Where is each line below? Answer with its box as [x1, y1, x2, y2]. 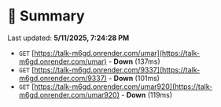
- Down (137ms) [108, 57, 160, 66]
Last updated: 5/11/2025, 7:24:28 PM [7, 33, 130, 42]
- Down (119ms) [120, 90, 173, 99]
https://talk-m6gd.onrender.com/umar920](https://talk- [34, 82, 213, 91]
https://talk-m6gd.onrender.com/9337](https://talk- [34, 65, 201, 74]
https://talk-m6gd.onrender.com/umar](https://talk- [34, 48, 201, 57]
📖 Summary [7, 7, 85, 25]
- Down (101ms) [108, 73, 160, 83]
